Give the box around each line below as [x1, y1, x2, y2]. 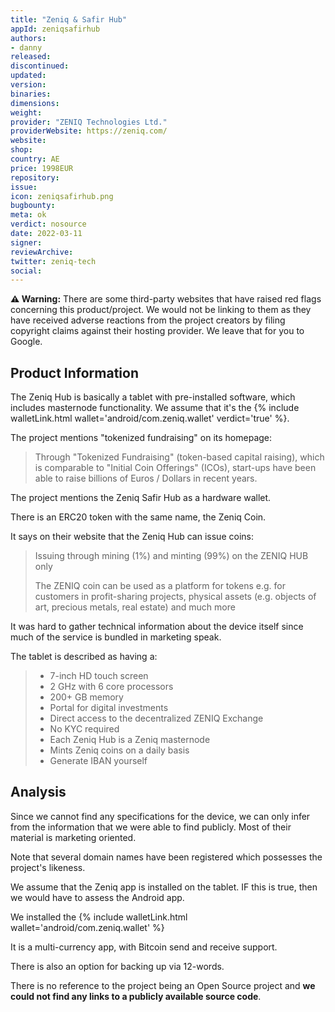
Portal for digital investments [49, 702, 169, 714]
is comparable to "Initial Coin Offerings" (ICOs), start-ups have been [34, 462, 317, 474]
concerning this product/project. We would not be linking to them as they [10, 304, 312, 316]
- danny [10, 42, 43, 53]
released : [10, 52, 52, 62]
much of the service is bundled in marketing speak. [10, 631, 222, 643]
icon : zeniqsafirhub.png [10, 191, 114, 201]
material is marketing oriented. [10, 831, 137, 843]
